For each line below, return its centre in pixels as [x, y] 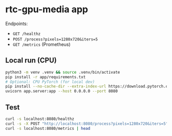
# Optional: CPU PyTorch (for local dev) [50, 82]
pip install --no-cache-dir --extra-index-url [56, 86]
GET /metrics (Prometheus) [41, 44]
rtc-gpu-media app [47, 9]
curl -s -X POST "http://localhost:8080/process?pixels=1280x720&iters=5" [87, 124]
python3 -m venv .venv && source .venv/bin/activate [63, 72]
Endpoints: [17, 24]
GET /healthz [27, 34]
